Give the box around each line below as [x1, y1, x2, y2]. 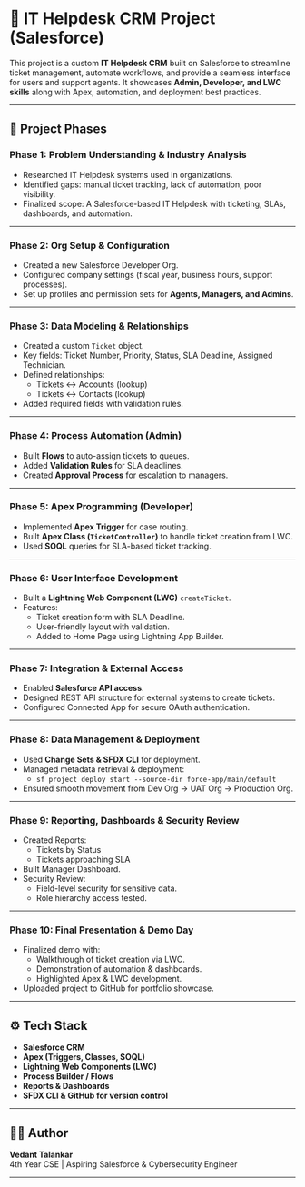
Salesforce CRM [22, 1042, 85, 1053]
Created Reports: [22, 835, 87, 846]
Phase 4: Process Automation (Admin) [9, 430, 182, 442]
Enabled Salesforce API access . [22, 683, 144, 694]
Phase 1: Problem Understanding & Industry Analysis [9, 149, 247, 162]
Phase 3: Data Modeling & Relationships [9, 320, 189, 332]
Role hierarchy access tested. [35, 893, 148, 903]
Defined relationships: [22, 370, 105, 381]
